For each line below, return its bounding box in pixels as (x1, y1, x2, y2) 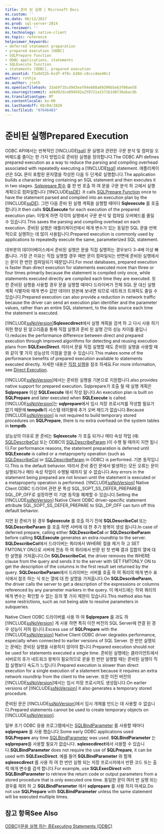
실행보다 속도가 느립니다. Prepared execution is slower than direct (10, 662, 139, 668)
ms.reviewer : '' (5, 26, 38, 30)
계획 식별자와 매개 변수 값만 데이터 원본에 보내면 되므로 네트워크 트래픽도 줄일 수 (5, 288, 158, 294)
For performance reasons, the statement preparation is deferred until (10, 445, 149, 451)
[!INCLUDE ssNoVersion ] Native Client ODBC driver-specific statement (5, 497, 146, 503)
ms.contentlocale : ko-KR (5, 99, 56, 104)
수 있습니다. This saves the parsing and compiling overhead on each (5, 218, 141, 224)
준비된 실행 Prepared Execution (5, 131, 129, 142)
